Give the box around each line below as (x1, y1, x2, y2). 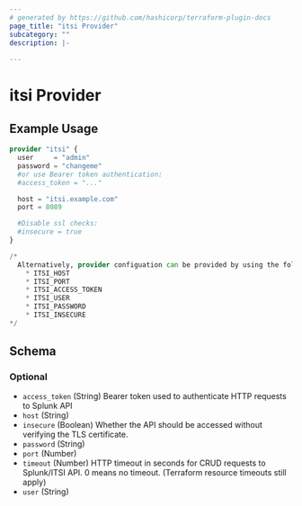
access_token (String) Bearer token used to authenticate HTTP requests (22, 391, 288, 402)
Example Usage (9, 120, 99, 136)
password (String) (22, 439, 85, 449)
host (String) (22, 410, 69, 421)
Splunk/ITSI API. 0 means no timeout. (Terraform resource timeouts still (22, 467, 287, 478)
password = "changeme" (17, 161, 102, 171)
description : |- (9, 38, 70, 48)
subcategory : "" (9, 30, 70, 39)
